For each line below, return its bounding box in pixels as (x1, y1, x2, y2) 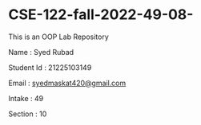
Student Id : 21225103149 (8, 62, 92, 72)
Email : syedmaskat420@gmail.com (8, 78, 127, 88)
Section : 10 (8, 109, 47, 119)
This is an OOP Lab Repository (8, 32, 110, 41)
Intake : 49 (8, 93, 44, 103)
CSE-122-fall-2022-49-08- (8, 6, 194, 24)
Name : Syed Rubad (8, 47, 74, 57)
